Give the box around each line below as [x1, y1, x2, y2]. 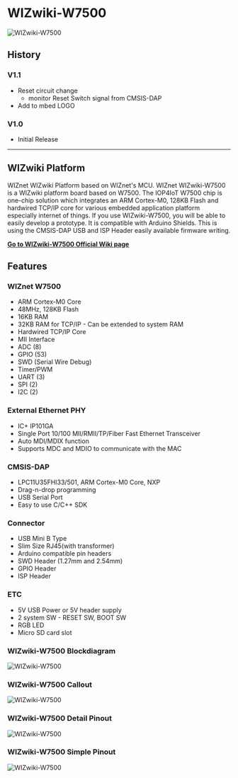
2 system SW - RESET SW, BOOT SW [17, 613, 126, 622]
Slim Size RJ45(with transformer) [17, 542, 115, 550]
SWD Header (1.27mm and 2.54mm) [17, 557, 123, 566]
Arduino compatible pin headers [17, 549, 112, 558]
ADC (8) [17, 343, 42, 351]
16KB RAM [17, 313, 48, 321]
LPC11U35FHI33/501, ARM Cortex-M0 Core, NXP [17, 478, 161, 486]
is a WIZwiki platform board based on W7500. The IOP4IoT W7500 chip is [7, 188, 222, 197]
